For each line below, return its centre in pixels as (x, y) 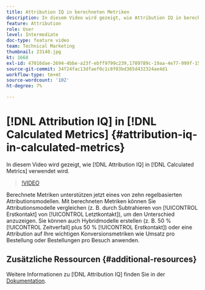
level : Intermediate (33, 35)
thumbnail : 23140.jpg (34, 52)
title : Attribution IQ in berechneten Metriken (68, 12)
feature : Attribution (34, 23)
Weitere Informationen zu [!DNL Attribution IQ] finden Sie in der (86, 274)
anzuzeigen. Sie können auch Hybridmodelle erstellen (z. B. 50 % (89, 220)
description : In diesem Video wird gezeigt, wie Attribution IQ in (94, 18)
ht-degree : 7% (24, 86)
